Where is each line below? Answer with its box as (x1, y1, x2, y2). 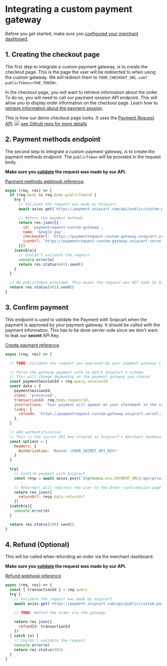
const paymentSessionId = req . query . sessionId (9, 379, 108, 384)
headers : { (14, 444, 37, 448)
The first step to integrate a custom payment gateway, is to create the (5, 63, 148, 69)
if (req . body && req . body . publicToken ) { (9, 193, 97, 198)
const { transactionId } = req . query (9, 587, 88, 592)
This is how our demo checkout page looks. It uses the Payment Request (5, 115, 155, 121)
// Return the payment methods (18, 216, 83, 221)
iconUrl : (23, 238, 41, 244)
